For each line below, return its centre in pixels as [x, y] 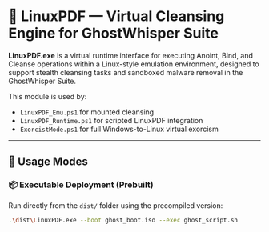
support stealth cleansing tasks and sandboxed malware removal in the [126, 72]
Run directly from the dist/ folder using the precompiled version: [116, 205]
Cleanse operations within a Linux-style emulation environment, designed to [134, 64]
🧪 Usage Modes [48, 162]
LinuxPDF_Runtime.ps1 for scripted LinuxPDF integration [111, 120]
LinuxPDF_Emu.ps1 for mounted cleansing [87, 112]
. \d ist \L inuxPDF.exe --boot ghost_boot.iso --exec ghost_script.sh [123, 220]
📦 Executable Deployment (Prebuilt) [81, 185]
